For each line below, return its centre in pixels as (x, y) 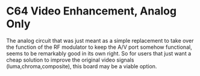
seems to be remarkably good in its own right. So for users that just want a (99, 53)
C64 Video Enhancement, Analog (91, 11)
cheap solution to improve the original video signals (70, 60)
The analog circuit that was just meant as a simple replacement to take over (100, 40)
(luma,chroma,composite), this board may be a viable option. (82, 66)
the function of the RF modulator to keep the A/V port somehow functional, (99, 47)
